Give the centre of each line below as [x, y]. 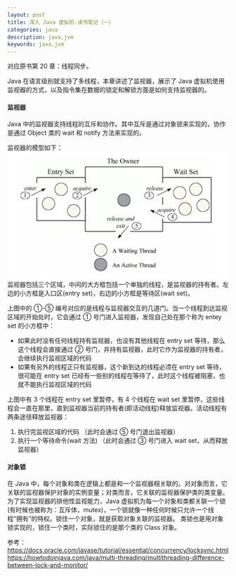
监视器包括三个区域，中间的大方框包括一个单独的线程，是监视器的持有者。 [115, 285]
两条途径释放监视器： [38, 417]
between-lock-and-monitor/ [48, 565]
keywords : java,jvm [36, 45]
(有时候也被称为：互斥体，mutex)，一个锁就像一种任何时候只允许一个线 [111, 510]
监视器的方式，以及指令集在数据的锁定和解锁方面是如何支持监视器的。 [109, 90]
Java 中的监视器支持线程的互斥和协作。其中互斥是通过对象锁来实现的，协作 [117, 124]
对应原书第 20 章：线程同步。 [50, 66]
